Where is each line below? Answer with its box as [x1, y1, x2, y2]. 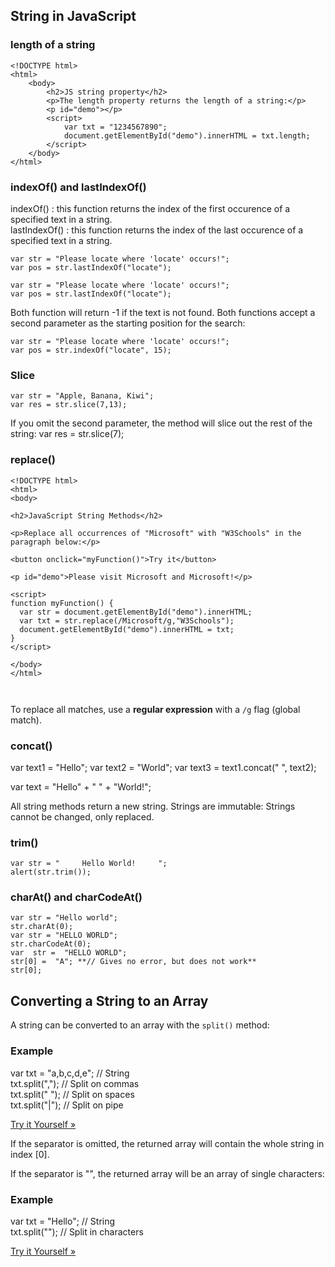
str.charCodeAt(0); [10, 939, 92, 949]
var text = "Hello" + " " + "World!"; [10, 780, 152, 793]
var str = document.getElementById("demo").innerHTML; [19, 607, 253, 617]
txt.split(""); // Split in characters [10, 1225, 144, 1238]
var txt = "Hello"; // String [10, 1215, 116, 1227]
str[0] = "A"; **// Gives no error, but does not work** [10, 957, 257, 967]
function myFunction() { [10, 598, 114, 608]
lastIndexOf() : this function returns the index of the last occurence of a [10, 224, 304, 236]
